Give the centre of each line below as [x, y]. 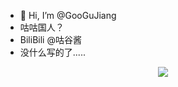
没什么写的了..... [52, 52]
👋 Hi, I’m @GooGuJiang [68, 15]
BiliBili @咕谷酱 [50, 39]
